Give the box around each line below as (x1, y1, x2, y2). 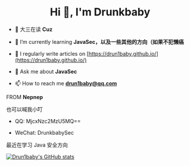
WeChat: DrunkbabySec (14, 129, 74, 136)
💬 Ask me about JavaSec (14, 68, 77, 75)
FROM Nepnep (6, 93, 43, 100)
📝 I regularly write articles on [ (14, 50, 89, 57)
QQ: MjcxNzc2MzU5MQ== (14, 117, 82, 124)
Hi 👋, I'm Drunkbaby (49, 5, 151, 19)
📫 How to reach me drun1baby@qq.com (14, 79, 117, 87)
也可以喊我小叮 (6, 106, 43, 113)
